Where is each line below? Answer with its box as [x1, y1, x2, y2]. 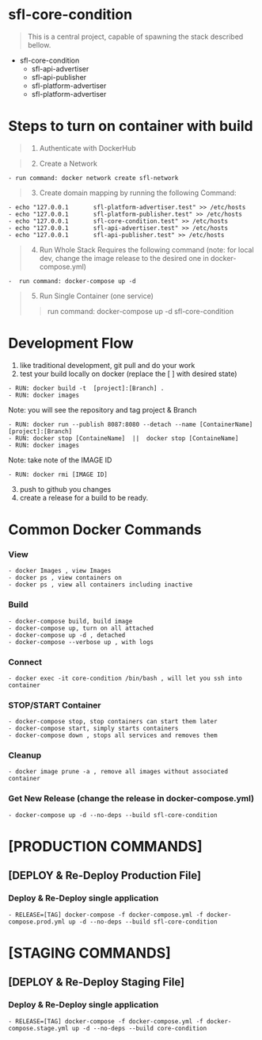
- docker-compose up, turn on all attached [8, 624, 154, 632]
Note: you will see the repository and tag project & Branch [8, 405, 197, 414]
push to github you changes [19, 484, 112, 493]
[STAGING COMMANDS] [8, 944, 172, 961]
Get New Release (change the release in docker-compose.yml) [8, 793, 255, 804]
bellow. [27, 40, 51, 49]
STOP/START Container [8, 700, 101, 711]
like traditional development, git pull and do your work [19, 360, 196, 370]
